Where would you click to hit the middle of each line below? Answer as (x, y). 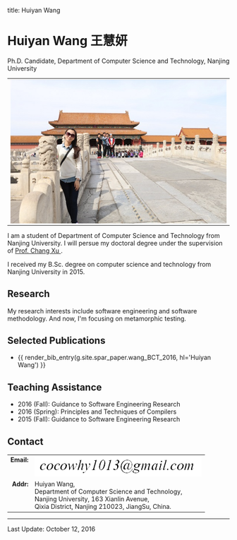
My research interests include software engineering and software (102, 311)
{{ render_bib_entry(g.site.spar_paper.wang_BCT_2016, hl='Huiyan (114, 358)
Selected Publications (56, 341)
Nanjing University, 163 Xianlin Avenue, (92, 499)
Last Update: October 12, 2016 (51, 529)
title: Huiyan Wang (34, 10)
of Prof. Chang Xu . (35, 251)
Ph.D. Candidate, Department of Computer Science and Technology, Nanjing (119, 61)
